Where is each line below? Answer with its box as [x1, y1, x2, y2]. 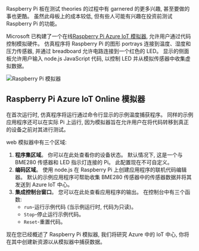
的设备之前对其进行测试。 [6, 125, 69, 133]
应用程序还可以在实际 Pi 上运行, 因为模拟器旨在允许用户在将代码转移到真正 [6, 118, 189, 125]
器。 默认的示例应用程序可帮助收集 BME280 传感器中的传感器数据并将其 [14, 173, 192, 180]
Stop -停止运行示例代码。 [23, 211, 85, 218]
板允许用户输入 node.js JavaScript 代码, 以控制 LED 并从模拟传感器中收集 [6, 55, 186, 62]
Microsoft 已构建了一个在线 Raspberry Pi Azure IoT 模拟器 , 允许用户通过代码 [6, 33, 191, 40]
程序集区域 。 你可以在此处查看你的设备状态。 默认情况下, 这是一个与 [14, 151, 183, 158]
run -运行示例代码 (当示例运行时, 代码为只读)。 [23, 203, 137, 210]
